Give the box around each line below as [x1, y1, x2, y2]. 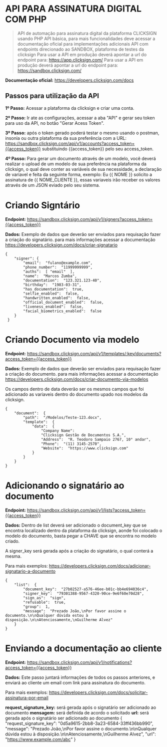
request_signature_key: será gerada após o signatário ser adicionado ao [5, 704, 156, 710]
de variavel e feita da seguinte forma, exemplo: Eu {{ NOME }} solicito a [5, 171, 152, 177]
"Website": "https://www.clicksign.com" [40, 445, 128, 451]
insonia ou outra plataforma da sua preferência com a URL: [5, 135, 126, 141]
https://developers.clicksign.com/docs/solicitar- [49, 689, 148, 695]
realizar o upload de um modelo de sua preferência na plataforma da [5, 161, 146, 167]
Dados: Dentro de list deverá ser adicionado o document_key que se [5, 522, 146, 528]
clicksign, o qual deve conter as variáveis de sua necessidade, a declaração [5, 166, 162, 172]
